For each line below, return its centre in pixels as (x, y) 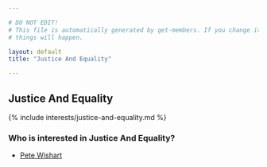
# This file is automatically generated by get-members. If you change (129, 30)
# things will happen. (46, 37)
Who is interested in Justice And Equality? (92, 138)
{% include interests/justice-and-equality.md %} (87, 117)
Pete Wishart (41, 155)
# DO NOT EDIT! (33, 22)
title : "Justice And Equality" (60, 59)
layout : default (35, 52)
